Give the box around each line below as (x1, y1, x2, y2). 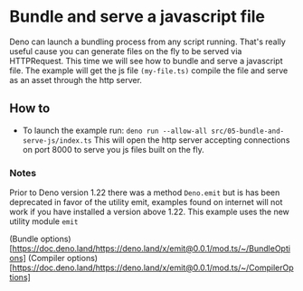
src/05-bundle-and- (211, 127, 285, 136)
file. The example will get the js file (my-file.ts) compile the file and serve (9, 65, 289, 76)
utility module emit (9, 216, 79, 227)
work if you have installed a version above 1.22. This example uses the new (9, 206, 289, 218)
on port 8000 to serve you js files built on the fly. (22, 144, 205, 155)
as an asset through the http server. (9, 74, 143, 85)
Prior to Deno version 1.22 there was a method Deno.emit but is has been (9, 187, 280, 198)
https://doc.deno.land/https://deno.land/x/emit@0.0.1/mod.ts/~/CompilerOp (12, 262, 294, 273)
